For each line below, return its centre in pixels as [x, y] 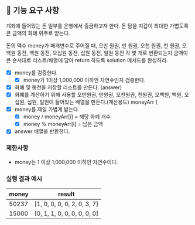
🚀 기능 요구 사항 [33, 11]
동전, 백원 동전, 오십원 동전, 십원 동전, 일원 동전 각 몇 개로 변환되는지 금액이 [102, 53]
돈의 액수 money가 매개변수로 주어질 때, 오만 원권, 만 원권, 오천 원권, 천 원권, [93, 45]
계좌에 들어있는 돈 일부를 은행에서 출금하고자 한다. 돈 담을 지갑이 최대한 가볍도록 [97, 26]
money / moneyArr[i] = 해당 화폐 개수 [67, 117]
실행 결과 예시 [24, 179]
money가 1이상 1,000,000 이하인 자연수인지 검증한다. [84, 80]
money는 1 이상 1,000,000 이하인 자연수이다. [66, 162]
